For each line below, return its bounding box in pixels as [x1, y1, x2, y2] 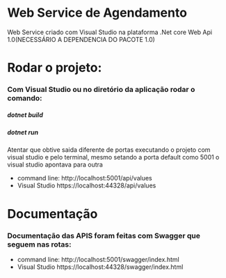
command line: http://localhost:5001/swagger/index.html [17, 255, 179, 263]
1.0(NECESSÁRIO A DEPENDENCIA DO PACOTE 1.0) [7, 35, 155, 43]
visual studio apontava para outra [7, 160, 103, 169]
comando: [7, 93, 43, 103]
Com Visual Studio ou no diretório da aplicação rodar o [7, 85, 195, 95]
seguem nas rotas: [7, 239, 72, 249]
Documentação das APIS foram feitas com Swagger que [7, 231, 200, 240]
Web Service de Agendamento [7, 5, 188, 21]
